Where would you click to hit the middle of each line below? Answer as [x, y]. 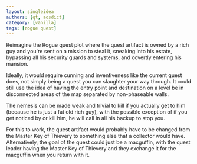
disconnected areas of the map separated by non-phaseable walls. [88, 94]
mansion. [17, 64]
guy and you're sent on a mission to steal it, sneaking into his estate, [89, 52]
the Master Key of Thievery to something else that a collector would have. [96, 136]
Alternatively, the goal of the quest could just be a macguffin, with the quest [98, 142]
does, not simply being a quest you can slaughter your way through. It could [99, 82]
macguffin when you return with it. [48, 155]
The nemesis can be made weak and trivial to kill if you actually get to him [96, 106]
